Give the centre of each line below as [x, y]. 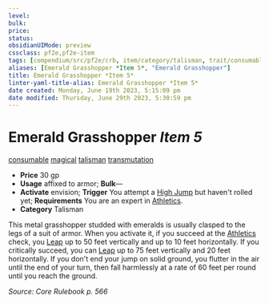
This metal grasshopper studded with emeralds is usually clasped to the [127, 225]
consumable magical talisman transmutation [81, 160]
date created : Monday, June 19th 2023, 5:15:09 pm [94, 90]
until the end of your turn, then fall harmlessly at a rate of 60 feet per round [132, 268]
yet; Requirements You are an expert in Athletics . [101, 201]
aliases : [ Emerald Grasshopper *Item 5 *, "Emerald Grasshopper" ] [119, 68]
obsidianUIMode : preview [50, 46]
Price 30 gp [40, 175]
